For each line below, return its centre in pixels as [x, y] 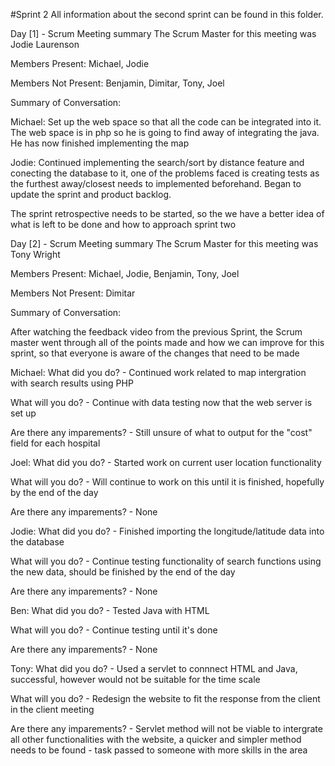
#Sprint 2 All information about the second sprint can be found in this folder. [167, 14]
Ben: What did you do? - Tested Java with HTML [110, 610]
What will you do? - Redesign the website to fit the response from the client [165, 698]
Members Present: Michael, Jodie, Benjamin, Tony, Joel [125, 273]
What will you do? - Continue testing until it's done [114, 630]
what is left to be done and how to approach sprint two [123, 224]
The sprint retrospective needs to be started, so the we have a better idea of [167, 213]
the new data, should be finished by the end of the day [123, 572]
